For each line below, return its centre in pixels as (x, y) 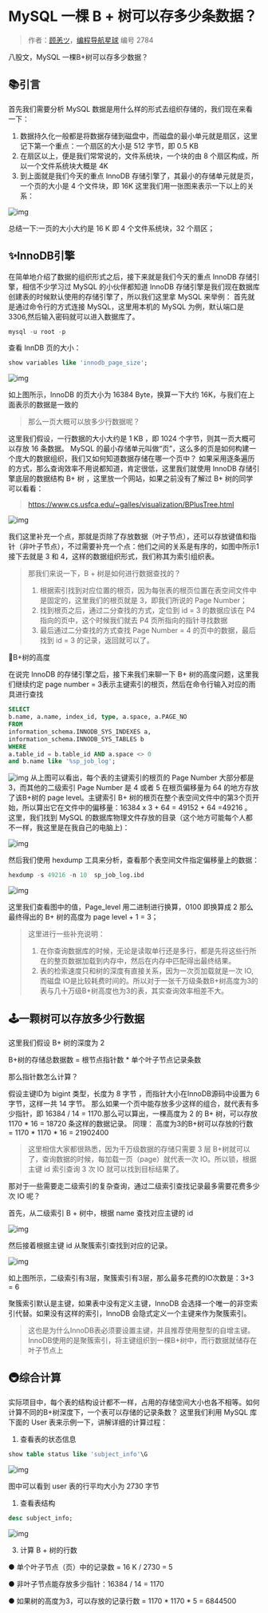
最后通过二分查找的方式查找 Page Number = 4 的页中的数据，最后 (148, 630)
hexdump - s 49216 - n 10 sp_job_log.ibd (77, 876)
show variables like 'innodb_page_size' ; (78, 363)
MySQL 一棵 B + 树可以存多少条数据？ (133, 16)
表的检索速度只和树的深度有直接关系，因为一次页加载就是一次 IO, (146, 971)
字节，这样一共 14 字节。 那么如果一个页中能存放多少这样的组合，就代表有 (130, 1104)
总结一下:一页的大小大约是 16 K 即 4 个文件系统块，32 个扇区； (112, 228)
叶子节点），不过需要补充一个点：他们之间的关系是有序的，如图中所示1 (144, 546)
